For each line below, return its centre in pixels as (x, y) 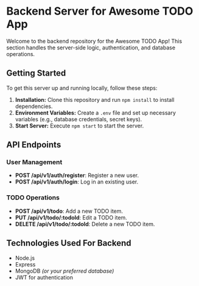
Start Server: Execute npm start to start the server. (79, 126)
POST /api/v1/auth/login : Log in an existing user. (77, 182)
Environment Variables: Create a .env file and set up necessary (96, 113)
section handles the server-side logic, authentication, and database (91, 48)
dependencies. (34, 106)
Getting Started (36, 73)
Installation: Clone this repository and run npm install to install (95, 99)
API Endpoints (34, 145)
